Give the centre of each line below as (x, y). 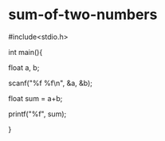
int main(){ (26, 52)
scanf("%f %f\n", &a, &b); (51, 83)
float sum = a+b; (35, 98)
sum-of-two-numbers (83, 15)
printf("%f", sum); (37, 114)
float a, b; (24, 67)
